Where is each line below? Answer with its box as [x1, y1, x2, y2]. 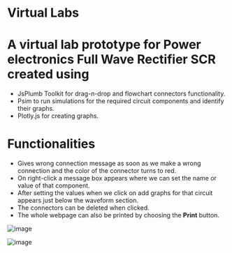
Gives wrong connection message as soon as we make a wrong [17, 159, 201, 168]
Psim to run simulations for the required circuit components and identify [17, 97, 225, 105]
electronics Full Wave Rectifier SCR [7, 52, 217, 68]
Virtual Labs [7, 5, 80, 21]
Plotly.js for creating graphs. [17, 112, 99, 120]
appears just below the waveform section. [17, 197, 138, 205]
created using [7, 66, 89, 82]
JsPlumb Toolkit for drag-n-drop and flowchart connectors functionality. [17, 89, 226, 98]
